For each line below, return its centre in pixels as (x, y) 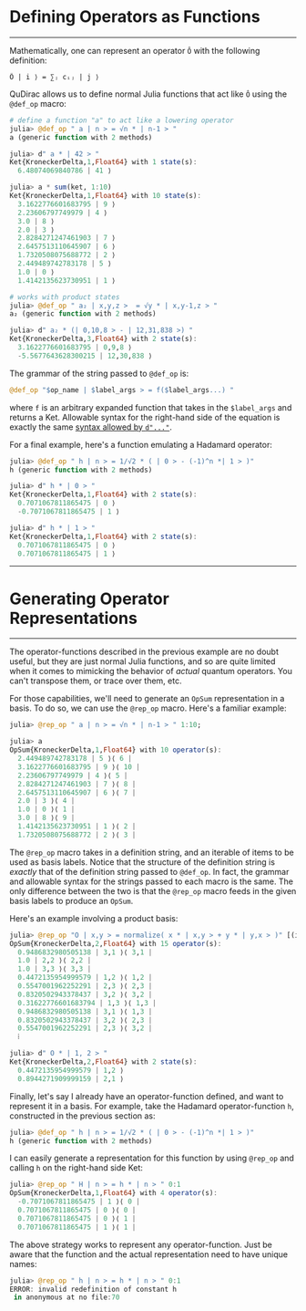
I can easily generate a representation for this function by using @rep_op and (152, 1158)
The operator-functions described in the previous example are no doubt (144, 652)
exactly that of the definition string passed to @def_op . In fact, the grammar (149, 871)
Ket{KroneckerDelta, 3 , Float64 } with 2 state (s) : (103, 339)
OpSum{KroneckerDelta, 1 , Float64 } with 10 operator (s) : (116, 750)
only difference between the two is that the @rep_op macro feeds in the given (153, 890)
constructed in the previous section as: (83, 1116)
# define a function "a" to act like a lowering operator (122, 120)
